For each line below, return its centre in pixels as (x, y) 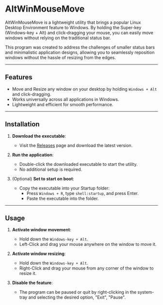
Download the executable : (39, 136)
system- (146, 292)
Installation (22, 124)
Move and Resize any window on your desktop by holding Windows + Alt (84, 89)
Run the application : (33, 155)
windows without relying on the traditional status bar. (58, 38)
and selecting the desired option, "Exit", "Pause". (77, 297)
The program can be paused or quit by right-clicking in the (78, 292)
